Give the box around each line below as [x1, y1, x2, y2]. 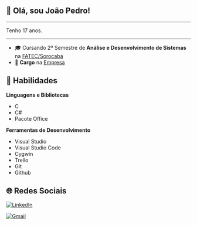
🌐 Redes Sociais [6, 186, 67, 196]
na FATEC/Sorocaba [14, 52, 63, 59]
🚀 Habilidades [6, 76, 57, 86]
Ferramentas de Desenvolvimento [6, 127, 91, 134]
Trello [14, 156, 29, 163]
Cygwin [14, 150, 33, 157]
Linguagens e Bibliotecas [6, 91, 69, 98]
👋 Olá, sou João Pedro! [6, 6, 91, 16]
